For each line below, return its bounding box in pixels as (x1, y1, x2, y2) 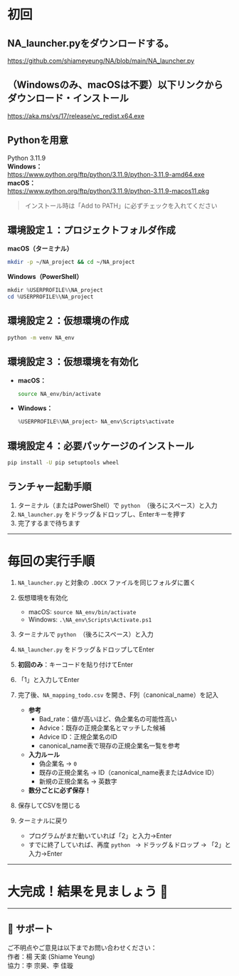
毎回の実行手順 (7, 554, 95, 569)
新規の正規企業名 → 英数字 (38, 777, 117, 786)
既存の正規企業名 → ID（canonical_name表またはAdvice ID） (38, 768, 218, 776)
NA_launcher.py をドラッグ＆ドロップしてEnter (17, 645, 155, 654)
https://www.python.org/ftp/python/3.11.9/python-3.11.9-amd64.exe (7, 170, 205, 178)
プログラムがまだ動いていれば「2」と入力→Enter (28, 831, 172, 840)
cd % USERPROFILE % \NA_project (7, 293, 94, 300)
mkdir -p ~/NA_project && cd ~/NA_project (7, 258, 135, 266)
